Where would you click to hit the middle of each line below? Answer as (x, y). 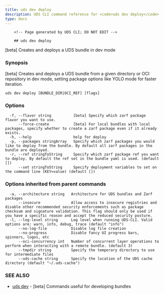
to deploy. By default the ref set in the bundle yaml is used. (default (82, 159)
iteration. (14, 84)
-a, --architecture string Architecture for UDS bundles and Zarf (81, 194)
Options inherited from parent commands (56, 184)
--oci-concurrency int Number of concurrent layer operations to (89, 242)
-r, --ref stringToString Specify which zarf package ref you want (84, 154)
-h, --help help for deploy (58, 137)
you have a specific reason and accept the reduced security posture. (79, 216)
